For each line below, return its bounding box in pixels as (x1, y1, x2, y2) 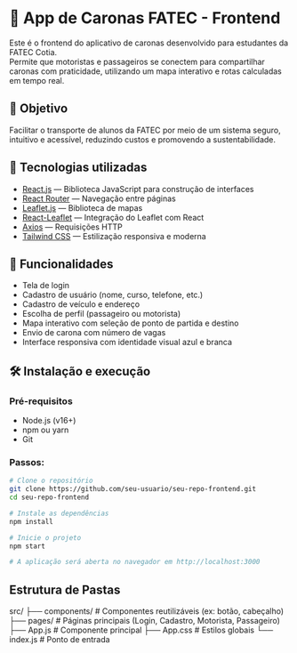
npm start (9, 542, 46, 551)
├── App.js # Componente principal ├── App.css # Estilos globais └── (9, 625, 274, 635)
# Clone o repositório (9, 476, 93, 486)
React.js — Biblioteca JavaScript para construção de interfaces (21, 183, 254, 194)
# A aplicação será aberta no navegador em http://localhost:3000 (9, 558, 261, 567)
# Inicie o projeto (9, 533, 82, 542)
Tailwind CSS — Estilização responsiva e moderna (21, 230, 206, 241)
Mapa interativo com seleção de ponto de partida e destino (21, 318, 239, 328)
